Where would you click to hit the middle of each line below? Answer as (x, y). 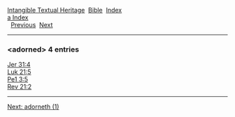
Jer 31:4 (19, 65)
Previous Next (31, 25)
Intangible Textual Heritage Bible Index (65, 10)
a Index (18, 17)
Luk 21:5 (19, 72)
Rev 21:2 (20, 87)
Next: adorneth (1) (33, 107)
